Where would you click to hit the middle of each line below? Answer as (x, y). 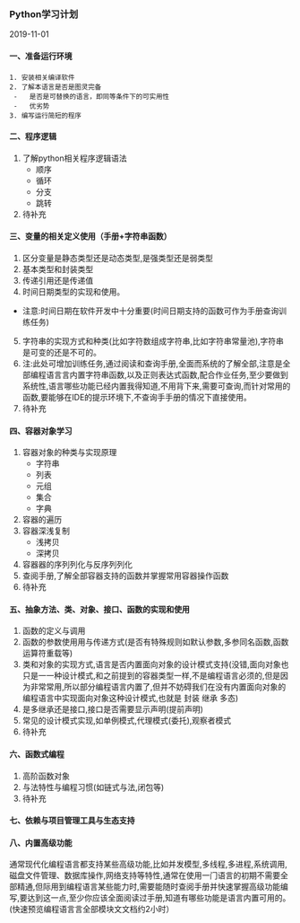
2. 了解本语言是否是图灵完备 (56, 87)
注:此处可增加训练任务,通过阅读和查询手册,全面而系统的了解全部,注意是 (152, 363)
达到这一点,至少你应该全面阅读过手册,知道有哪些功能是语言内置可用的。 (159, 898)
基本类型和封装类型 (58, 269)
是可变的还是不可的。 (61, 352)
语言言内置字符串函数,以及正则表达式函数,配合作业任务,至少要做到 (167, 374)
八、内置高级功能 (41, 842)
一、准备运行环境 (41, 56)
